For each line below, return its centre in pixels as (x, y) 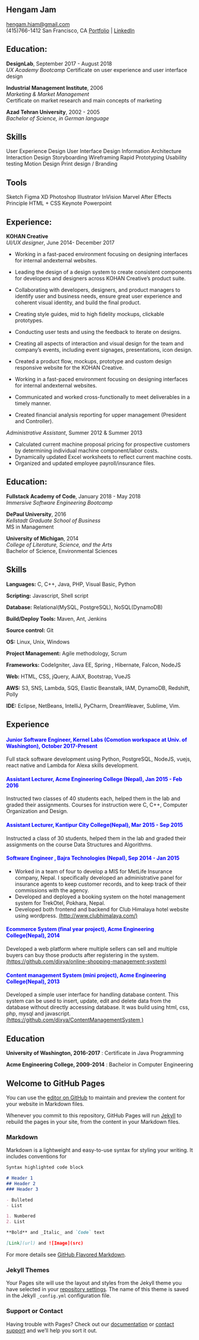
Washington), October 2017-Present (52, 746)
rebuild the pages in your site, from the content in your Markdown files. (93, 1122)
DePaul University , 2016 (36, 514)
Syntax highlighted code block (45, 1167)
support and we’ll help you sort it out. (52, 1330)
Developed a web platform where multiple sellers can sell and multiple (92, 949)
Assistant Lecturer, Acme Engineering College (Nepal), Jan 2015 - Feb (94, 779)
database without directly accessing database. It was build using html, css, (98, 1007)
